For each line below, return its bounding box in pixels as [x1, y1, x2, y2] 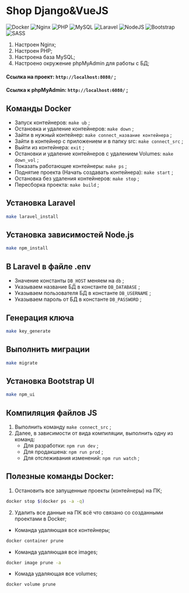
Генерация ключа [6, 313, 74, 323]
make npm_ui [6, 392, 35, 397]
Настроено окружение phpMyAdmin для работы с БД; [14, 60, 150, 67]
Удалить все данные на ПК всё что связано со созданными [14, 509, 163, 516]
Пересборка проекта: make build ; [14, 181, 99, 188]
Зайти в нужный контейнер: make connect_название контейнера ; [14, 131, 172, 138]
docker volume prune [6, 581, 57, 588]
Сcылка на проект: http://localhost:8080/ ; [6, 73, 117, 80]
